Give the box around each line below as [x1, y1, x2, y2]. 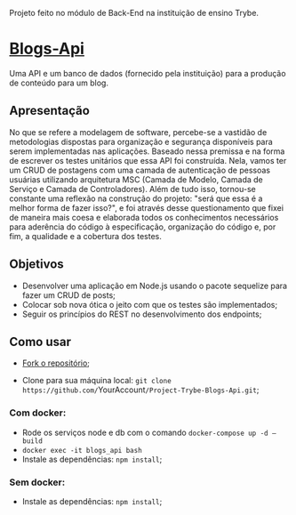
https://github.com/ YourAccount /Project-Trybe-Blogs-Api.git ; [21, 384, 260, 395]
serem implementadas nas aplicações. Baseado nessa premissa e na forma [9, 146, 285, 157]
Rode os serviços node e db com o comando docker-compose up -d [21, 427, 268, 438]
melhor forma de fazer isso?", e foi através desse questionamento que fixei [9, 202, 284, 213]
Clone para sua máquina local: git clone [21, 375, 172, 386]
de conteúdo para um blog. [9, 77, 109, 88]
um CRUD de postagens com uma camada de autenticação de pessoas [9, 165, 271, 175]
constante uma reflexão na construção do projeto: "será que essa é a [9, 193, 263, 204]
